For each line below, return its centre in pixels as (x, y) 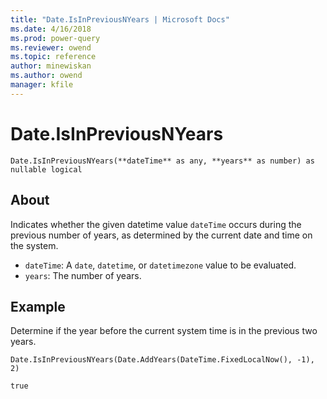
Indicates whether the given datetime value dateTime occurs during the (156, 224)
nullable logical (46, 169)
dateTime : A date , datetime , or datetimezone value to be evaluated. (160, 265)
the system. (34, 245)
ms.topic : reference (53, 57)
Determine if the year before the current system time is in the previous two (164, 331)
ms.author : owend (46, 76)
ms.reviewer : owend (51, 47)
